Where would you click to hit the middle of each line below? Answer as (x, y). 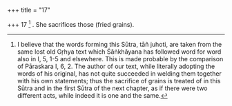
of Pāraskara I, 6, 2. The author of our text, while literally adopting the (116, 66)
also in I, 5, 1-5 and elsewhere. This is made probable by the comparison (120, 59)
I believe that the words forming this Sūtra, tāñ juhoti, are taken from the (119, 44)
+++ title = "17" (29, 10)
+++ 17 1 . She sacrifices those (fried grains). (71, 24)
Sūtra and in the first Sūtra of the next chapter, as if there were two (113, 88)
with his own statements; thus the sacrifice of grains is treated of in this (119, 81)
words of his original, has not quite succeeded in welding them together (119, 73)
